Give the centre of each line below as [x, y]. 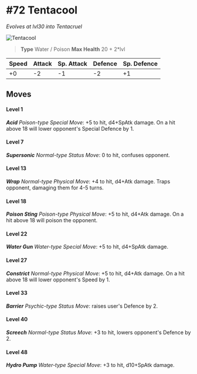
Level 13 [16, 168]
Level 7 [15, 142]
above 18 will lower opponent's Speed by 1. [58, 280]
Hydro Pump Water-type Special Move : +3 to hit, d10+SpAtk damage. [90, 365]
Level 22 [17, 234]
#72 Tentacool [42, 10]
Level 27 [17, 260]
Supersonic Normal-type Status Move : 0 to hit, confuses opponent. [88, 155]
